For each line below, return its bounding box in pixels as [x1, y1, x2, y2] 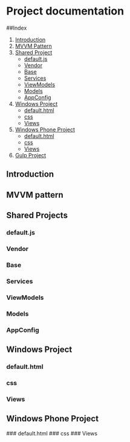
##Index [6, 24, 27, 31]
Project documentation [6, 4, 125, 18]
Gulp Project [15, 151, 47, 158]
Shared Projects [6, 210, 68, 221]
